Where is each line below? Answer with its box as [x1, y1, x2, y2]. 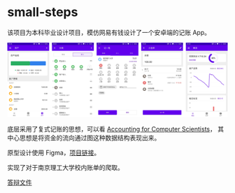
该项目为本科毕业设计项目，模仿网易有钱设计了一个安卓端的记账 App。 [7, 28, 211, 36]
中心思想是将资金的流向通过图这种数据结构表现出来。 [7, 134, 161, 142]
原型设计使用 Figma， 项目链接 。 [7, 148, 101, 157]
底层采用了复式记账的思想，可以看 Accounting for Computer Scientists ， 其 [7, 124, 225, 133]
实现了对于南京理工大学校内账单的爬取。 [7, 163, 124, 171]
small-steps [7, 4, 78, 20]
